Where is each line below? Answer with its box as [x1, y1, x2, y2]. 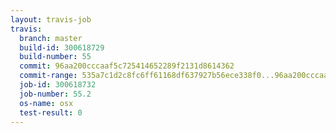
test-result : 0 [19, 107, 83, 118]
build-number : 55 [19, 52, 92, 62]
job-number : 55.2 [19, 89, 92, 99]
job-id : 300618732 [19, 80, 97, 90]
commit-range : [19, 71, 78, 81]
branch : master [19, 33, 83, 43]
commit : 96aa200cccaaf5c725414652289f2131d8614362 [19, 61, 235, 71]
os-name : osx [19, 98, 74, 108]
